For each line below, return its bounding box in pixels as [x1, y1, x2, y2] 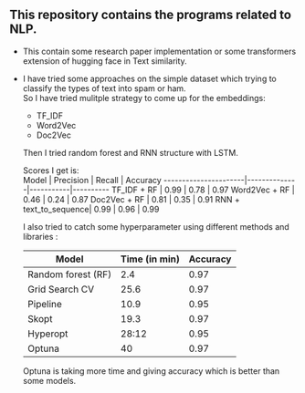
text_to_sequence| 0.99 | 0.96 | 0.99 [22, 203, 160, 214]
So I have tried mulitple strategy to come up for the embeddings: [22, 92, 267, 103]
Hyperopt [26, 327, 68, 340]
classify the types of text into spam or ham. [22, 82, 186, 94]
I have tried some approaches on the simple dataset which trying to [22, 73, 277, 84]
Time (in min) [120, 253, 180, 265]
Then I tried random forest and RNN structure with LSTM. [22, 147, 239, 158]
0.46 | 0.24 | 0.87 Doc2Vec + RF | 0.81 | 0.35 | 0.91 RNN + [22, 193, 240, 204]
